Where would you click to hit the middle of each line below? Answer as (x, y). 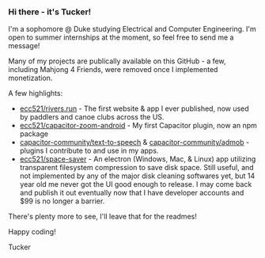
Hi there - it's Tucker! (50, 12)
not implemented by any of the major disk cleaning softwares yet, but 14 (137, 176)
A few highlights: (36, 93)
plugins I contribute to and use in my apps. (89, 151)
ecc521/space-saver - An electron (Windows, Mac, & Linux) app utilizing (138, 159)
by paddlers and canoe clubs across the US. (92, 117)
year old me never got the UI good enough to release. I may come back (136, 184)
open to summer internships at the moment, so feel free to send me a (121, 37)
